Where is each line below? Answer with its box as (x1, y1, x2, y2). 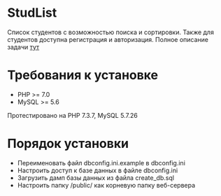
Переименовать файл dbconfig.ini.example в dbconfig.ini (17, 158, 185, 167)
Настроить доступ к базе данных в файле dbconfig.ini (17, 166, 178, 174)
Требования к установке (7, 68, 159, 83)
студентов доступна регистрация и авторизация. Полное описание (7, 35, 208, 43)
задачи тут (7, 43, 40, 51)
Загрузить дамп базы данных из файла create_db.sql (17, 173, 175, 182)
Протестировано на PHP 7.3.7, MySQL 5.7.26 (7, 111, 138, 119)
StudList (7, 5, 57, 21)
